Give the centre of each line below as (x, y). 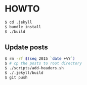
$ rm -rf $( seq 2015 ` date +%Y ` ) (40, 59)
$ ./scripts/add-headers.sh (34, 68)
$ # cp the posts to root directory (43, 63)
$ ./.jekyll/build (24, 73)
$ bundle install (23, 27)
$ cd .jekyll (18, 22)
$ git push (16, 77)
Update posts (27, 47)
